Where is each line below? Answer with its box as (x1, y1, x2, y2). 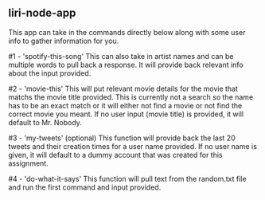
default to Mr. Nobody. (8, 117, 82, 127)
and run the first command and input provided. (8, 182, 162, 192)
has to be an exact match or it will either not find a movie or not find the (8, 100, 243, 110)
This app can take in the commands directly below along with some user (8, 27, 246, 37)
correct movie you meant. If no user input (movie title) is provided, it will (8, 109, 244, 119)
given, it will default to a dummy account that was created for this (8, 150, 223, 159)
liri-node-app (8, 6, 76, 20)
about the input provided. (8, 68, 92, 78)
